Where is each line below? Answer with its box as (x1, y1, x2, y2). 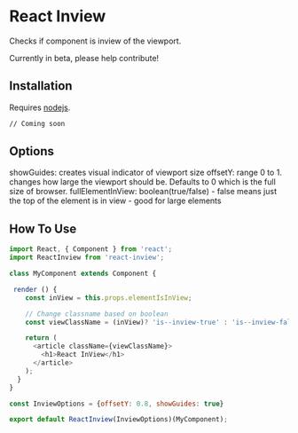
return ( (25, 334, 58, 342)
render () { (12, 285, 58, 294)
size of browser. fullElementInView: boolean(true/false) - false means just (9, 186, 278, 197)
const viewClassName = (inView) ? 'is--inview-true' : (25, 318, 228, 327)
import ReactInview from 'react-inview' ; (9, 253, 165, 263)
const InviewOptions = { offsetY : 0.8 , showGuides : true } (9, 399, 224, 408)
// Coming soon (9, 119, 66, 128)
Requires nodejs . (9, 102, 71, 113)
